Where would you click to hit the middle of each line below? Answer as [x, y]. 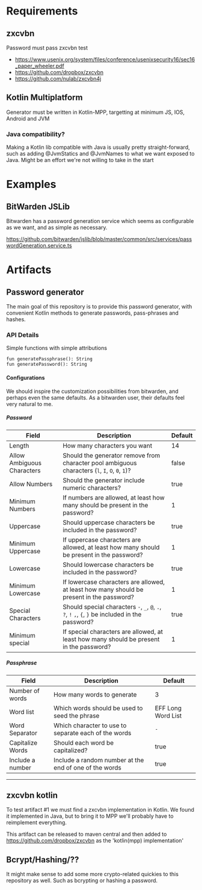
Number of [25, 691]
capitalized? [71, 750]
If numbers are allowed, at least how [114, 497]
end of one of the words [87, 768]
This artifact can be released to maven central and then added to [87, 834]
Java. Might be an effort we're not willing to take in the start [80, 160]
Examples [31, 184]
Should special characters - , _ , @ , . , [112, 607]
